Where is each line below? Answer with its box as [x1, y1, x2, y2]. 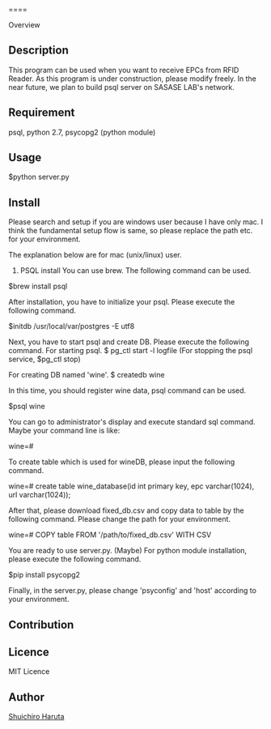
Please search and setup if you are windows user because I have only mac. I [8, 217, 264, 227]
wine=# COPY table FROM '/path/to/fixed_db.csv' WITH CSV [8, 530, 212, 539]
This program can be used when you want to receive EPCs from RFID [8, 65, 239, 75]
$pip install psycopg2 [8, 570, 81, 580]
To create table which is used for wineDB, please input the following [8, 457, 235, 467]
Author [8, 690, 44, 704]
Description [8, 44, 69, 58]
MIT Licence [8, 667, 50, 676]
